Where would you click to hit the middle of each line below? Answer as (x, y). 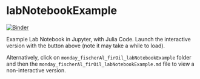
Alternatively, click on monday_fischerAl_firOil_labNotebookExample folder (99, 57)
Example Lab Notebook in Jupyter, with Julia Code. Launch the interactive (98, 39)
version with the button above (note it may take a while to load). (86, 46)
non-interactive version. (36, 70)
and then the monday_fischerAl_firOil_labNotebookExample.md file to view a (101, 64)
